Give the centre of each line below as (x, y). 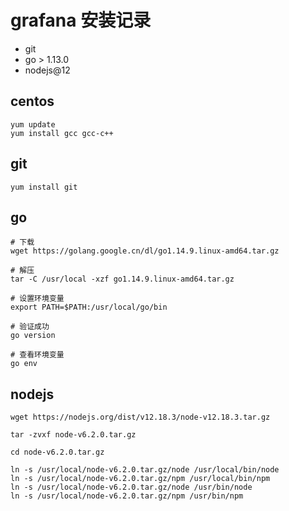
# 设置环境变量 (37, 299)
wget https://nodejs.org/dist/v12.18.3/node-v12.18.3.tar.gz (140, 417)
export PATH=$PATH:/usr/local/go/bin (89, 307)
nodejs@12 (47, 70)
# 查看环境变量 (37, 355)
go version (33, 336)
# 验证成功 (30, 327)
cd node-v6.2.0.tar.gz (57, 452)
